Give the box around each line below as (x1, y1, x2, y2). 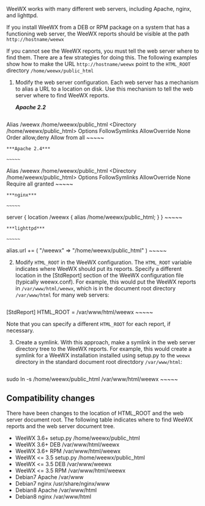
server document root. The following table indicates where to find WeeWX (6, 416, 193, 423)
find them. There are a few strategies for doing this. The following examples (6, 54, 198, 61)
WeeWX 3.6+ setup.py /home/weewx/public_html (15, 434, 140, 442)
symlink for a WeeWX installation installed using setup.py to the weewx (15, 352, 191, 359)
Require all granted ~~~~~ (6, 180, 73, 187)
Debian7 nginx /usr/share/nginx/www (15, 480, 110, 487)
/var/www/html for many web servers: (15, 291, 110, 298)
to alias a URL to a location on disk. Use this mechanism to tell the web (15, 85, 194, 93)
